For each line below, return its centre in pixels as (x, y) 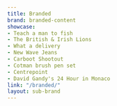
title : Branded (29, 14)
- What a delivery (34, 46)
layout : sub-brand (34, 91)
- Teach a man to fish (40, 33)
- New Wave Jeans (32, 53)
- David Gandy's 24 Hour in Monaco (59, 78)
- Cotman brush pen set (42, 66)
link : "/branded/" (34, 85)
